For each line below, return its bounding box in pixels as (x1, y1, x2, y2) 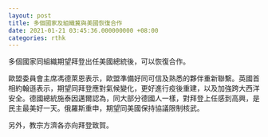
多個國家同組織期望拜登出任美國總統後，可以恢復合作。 (8, 57, 190, 66)
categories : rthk (8, 33, 66, 42)
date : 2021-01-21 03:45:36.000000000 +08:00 (8, 26, 159, 34)
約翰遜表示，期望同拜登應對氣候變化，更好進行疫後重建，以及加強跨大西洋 (14, 84, 260, 93)
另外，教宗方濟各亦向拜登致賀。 (8, 120, 113, 130)
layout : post (8, 11, 52, 20)
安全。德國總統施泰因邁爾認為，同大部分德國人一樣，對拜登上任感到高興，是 (8, 93, 260, 104)
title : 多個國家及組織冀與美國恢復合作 (8, 19, 123, 27)
